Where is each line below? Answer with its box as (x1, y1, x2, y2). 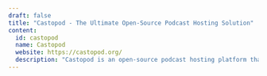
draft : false (8, 11, 52, 20)
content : (8, 26, 37, 34)
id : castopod (15, 33, 59, 42)
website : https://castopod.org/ (15, 48, 123, 56)
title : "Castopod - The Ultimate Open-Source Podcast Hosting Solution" (8, 19, 254, 27)
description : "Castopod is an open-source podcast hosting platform (15, 56, 247, 64)
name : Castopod (15, 41, 66, 49)
